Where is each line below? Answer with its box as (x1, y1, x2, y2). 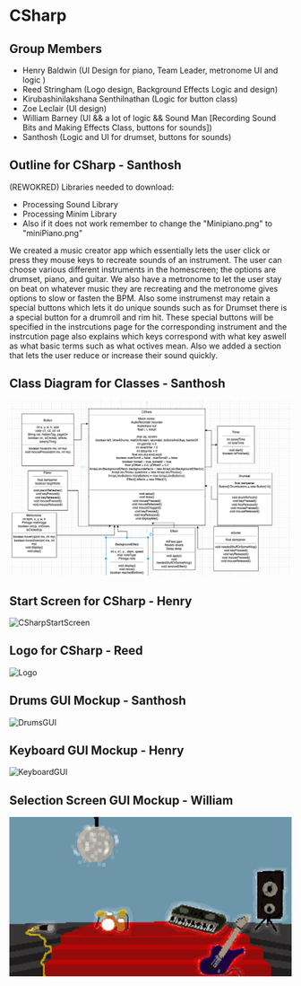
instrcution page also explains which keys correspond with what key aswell (9, 330, 287, 341)
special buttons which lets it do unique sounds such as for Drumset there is (9, 302, 288, 313)
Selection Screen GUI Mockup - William (9, 792, 234, 808)
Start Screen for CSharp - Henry (9, 594, 193, 609)
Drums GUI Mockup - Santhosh (9, 693, 186, 709)
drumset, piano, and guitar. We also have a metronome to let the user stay (9, 273, 282, 284)
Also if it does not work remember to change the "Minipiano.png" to (21, 217, 273, 229)
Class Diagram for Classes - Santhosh (9, 376, 226, 392)
